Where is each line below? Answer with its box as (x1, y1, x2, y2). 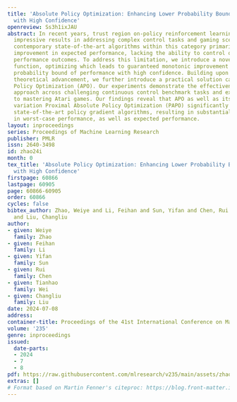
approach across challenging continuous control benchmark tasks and (13, 89, 222, 96)
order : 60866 (7, 194, 46, 201)
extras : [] (7, 377, 39, 384)
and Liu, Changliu (13, 214, 68, 221)
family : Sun (13, 260, 49, 267)
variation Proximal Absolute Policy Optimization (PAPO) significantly (13, 102, 229, 109)
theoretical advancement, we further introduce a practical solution (13, 75, 222, 83)
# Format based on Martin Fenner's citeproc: (7, 384, 143, 391)
